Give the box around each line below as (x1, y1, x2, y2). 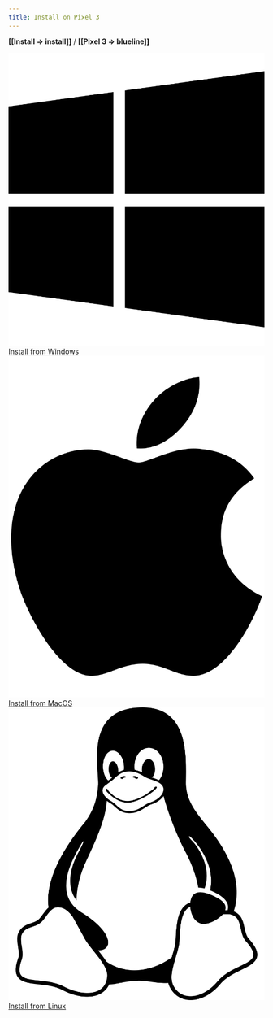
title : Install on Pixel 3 (8, 13, 100, 21)
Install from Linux (8, 1001, 67, 1011)
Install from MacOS (8, 698, 73, 707)
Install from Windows (8, 346, 80, 356)
